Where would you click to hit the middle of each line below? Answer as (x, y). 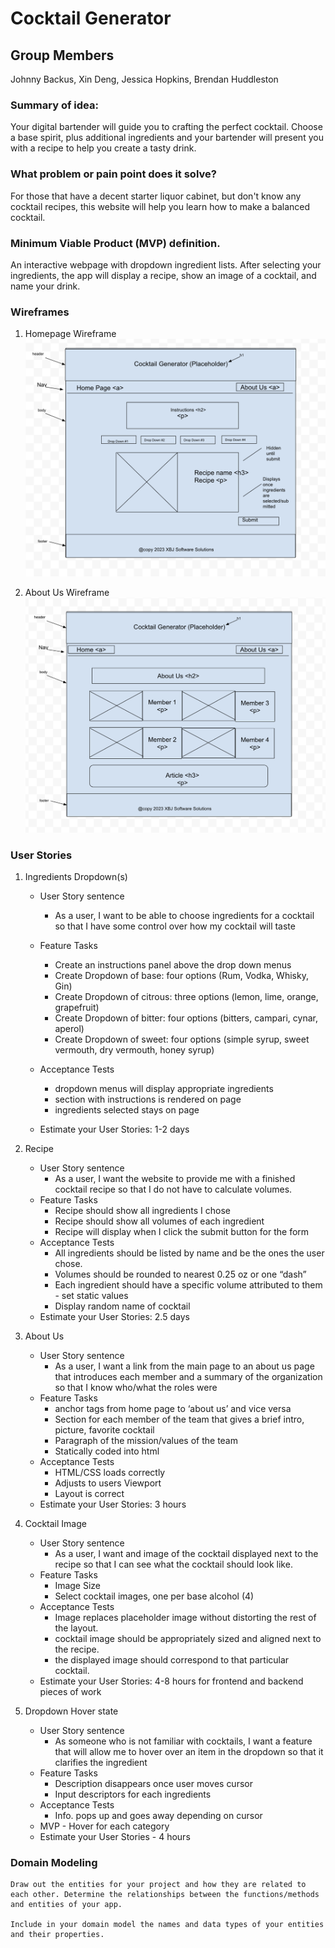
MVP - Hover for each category (104, 1826)
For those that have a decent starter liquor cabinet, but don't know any (156, 196)
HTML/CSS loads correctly (110, 1472)
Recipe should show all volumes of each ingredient (159, 1221)
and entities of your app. (66, 1905)
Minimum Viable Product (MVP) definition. (115, 243)
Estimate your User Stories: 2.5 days (114, 1316)
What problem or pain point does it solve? (113, 174)
